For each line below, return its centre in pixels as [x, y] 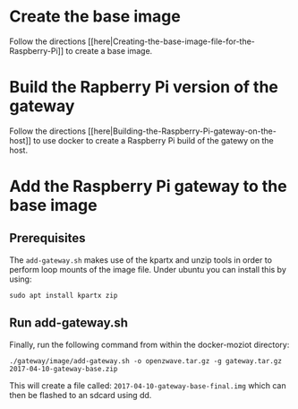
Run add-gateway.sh [68, 323]
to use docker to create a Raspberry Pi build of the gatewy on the [153, 140]
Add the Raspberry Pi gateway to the [149, 187]
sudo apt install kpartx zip [64, 295]
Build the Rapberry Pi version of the [144, 87]
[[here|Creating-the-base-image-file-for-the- [171, 41]
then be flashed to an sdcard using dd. [81, 395]
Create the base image [95, 17]
